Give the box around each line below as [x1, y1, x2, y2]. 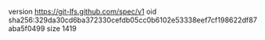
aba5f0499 [8, 24, 45, 33]
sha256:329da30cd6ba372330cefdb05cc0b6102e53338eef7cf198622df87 [8, 15, 258, 25]
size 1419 [46, 24, 77, 33]
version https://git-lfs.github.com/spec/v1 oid [8, 7, 157, 16]
